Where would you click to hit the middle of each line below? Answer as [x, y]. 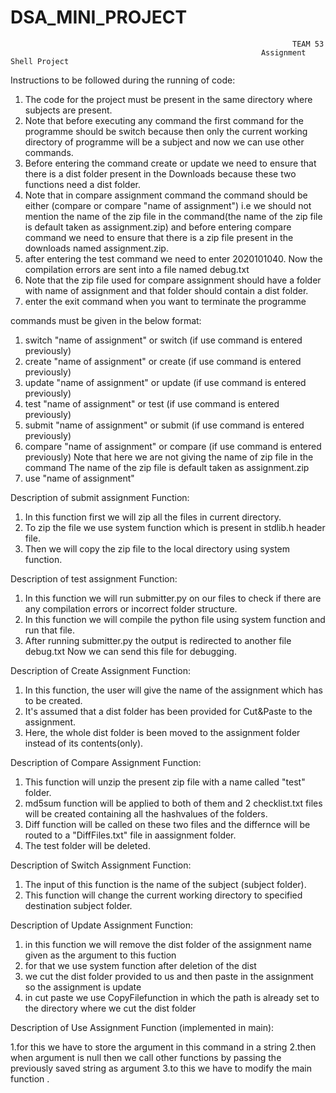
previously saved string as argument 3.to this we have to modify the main [161, 1068]
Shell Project [40, 61]
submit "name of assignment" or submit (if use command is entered [164, 425]
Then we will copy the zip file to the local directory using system [157, 548]
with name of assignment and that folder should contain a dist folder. [166, 290]
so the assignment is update [83, 987]
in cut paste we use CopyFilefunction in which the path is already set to [172, 997]
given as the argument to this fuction [100, 955]
